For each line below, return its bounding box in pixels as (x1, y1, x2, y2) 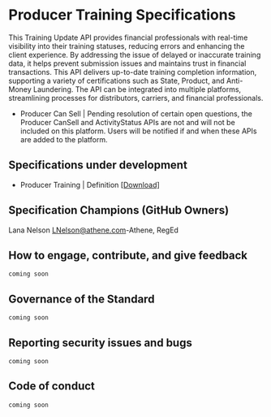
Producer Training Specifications (8, 6, 236, 24)
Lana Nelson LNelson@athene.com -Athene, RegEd (8, 225, 179, 235)
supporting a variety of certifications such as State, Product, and (8, 76, 225, 85)
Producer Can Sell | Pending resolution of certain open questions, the (19, 108, 253, 119)
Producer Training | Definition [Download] (19, 180, 160, 189)
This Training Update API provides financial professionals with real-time (8, 33, 248, 42)
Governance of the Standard (8, 292, 155, 306)
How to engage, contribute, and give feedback (8, 248, 248, 262)
